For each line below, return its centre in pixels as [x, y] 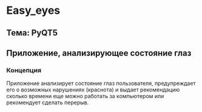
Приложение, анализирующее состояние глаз [99, 53]
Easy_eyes [33, 11]
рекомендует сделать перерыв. [48, 102]
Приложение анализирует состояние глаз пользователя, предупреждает [101, 83]
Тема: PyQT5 [32, 33]
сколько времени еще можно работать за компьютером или [85, 96]
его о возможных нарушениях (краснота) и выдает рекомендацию [93, 90]
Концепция [24, 70]
